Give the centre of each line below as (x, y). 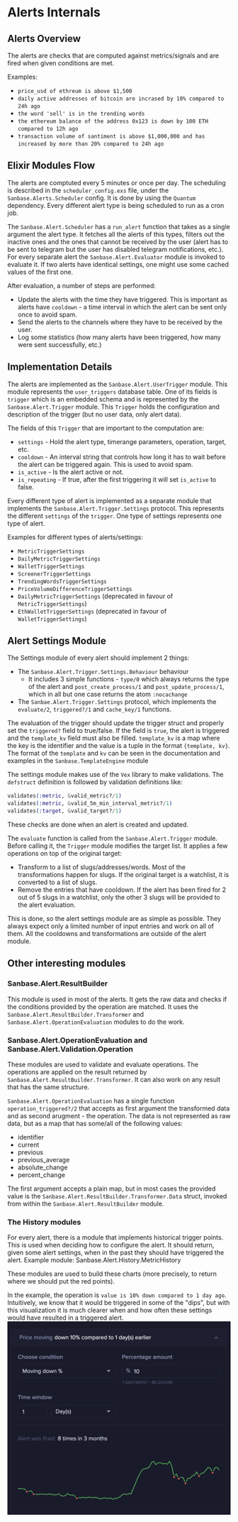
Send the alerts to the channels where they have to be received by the (120, 322)
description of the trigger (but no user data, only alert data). (95, 414)
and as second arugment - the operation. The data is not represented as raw (119, 1116)
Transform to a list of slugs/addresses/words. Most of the (102, 867)
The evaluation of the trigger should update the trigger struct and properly (116, 723)
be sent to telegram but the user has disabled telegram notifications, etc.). (115, 249)
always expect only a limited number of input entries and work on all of (111, 926)
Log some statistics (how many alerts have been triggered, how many (119, 337)
